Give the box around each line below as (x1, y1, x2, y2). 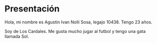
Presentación (4, 3, 60, 14)
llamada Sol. (4, 33, 29, 39)
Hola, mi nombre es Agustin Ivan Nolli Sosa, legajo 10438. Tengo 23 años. (4, 19, 153, 25)
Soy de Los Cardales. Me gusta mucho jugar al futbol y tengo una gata (4, 28, 146, 34)
